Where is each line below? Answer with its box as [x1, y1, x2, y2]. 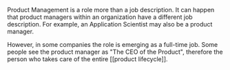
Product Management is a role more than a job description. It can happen [7, 6, 215, 14]
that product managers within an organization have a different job [7, 13, 193, 21]
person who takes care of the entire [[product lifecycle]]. [7, 55, 168, 63]
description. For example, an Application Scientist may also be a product [7, 20, 213, 28]
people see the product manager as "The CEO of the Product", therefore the [7, 48, 223, 56]
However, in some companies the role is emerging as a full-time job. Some [7, 41, 218, 48]
